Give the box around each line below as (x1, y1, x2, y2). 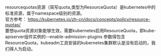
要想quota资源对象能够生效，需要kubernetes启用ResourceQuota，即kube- (5, 28, 156, 33)
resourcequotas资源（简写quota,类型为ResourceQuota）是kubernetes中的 (5, 4, 156, 10)
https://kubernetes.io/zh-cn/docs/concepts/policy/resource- (27, 17, 151, 22)
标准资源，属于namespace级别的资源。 (5, 10, 85, 16)
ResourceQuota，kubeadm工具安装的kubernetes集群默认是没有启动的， (5, 40, 152, 45)
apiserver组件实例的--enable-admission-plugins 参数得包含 (5, 34, 125, 39)
